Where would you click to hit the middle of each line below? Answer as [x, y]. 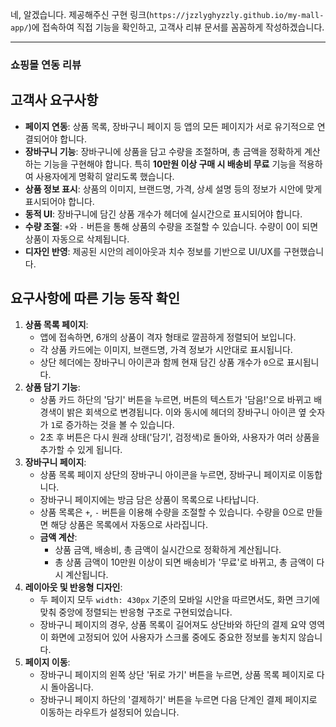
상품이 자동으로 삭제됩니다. [77, 239]
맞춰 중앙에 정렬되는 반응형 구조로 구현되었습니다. [136, 612]
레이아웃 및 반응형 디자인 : [73, 587]
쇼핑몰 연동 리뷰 [46, 65]
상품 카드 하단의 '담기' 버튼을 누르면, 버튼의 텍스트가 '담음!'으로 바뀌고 [175, 399]
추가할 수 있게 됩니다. [81, 449]
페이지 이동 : [47, 662]
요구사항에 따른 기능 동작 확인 [95, 298]
